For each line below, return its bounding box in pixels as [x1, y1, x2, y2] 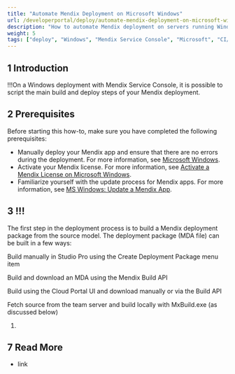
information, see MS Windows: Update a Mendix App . [17, 185, 173, 193]
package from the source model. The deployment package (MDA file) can [7, 231, 220, 240]
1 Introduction [7, 62, 69, 74]
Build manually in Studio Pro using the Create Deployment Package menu [7, 252, 219, 261]
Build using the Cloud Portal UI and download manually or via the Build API [7, 287, 222, 295]
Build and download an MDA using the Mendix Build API [7, 273, 168, 282]
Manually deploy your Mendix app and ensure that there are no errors [17, 148, 218, 156]
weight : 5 [7, 29, 36, 37]
